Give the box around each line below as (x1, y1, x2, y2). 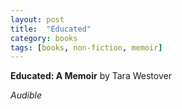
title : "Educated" (10, 24, 92, 34)
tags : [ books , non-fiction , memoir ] (10, 42, 163, 53)
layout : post (10, 14, 65, 25)
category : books (10, 33, 78, 43)
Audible (10, 89, 42, 101)
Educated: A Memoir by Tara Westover (10, 70, 172, 82)
